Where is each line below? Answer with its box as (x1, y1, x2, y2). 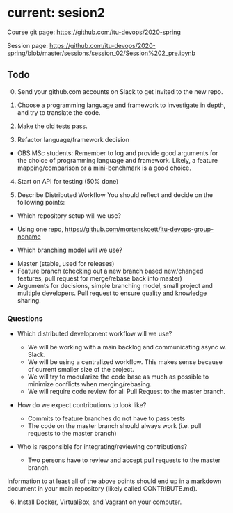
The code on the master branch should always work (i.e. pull (27, 422, 202, 430)
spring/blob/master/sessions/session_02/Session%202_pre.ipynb (7, 49, 196, 57)
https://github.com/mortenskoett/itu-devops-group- (65, 225, 214, 233)
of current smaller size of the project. (27, 365, 134, 374)
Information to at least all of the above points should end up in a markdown (7, 477, 222, 485)
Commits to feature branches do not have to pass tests (27, 414, 186, 423)
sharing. (17, 296, 42, 304)
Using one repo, (17, 225, 64, 233)
